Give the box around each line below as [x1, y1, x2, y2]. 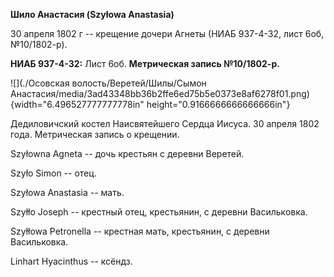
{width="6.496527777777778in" [10, 99, 145, 110]
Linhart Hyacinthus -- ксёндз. [10, 255, 133, 267]
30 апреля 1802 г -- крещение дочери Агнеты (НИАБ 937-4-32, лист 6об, [10, 28, 325, 39]
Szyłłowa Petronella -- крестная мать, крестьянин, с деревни [10, 225, 270, 237]
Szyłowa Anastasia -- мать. [10, 187, 125, 198]
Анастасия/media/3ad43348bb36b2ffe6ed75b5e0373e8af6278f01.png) [10, 88, 310, 99]
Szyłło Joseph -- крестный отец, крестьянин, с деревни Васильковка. [10, 206, 308, 218]
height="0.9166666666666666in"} [146, 99, 291, 110]
